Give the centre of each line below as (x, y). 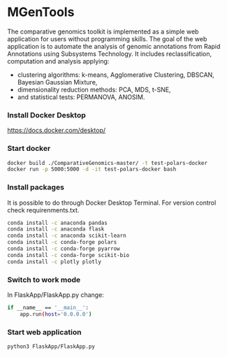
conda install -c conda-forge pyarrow (64, 249)
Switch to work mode (44, 279)
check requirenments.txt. (43, 210)
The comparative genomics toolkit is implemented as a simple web (103, 31)
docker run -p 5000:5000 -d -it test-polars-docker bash (92, 169)
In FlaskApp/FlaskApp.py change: (56, 295)
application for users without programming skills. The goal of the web (107, 38)
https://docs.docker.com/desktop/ (57, 131)
